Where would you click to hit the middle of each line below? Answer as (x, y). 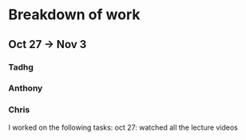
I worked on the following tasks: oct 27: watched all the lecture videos (123, 127)
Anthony (26, 88)
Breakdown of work (74, 15)
